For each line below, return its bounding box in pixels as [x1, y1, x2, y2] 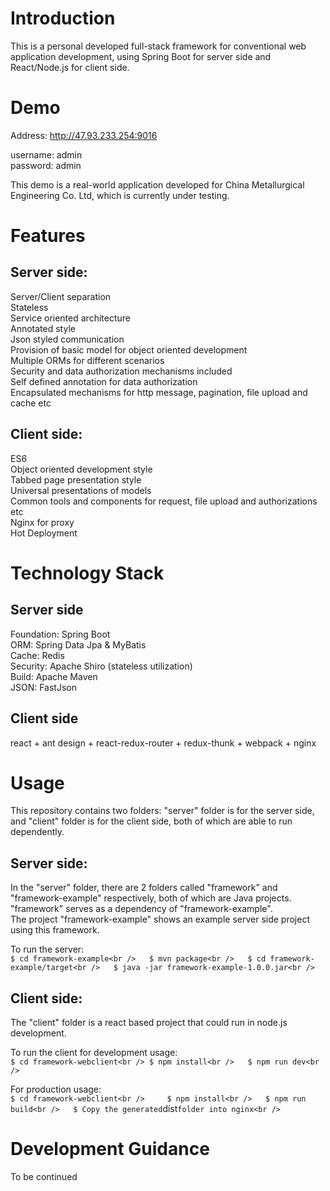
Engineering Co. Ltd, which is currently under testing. [10, 189, 230, 201]
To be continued [10, 1171, 78, 1182]
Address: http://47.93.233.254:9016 [10, 129, 158, 141]
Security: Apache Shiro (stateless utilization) [10, 660, 193, 672]
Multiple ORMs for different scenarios [10, 354, 165, 366]
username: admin [10, 148, 83, 161]
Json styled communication [10, 333, 125, 345]
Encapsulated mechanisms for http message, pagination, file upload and [10, 386, 308, 398]
